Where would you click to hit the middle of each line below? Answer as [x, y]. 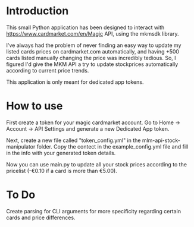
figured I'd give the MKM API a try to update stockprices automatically [92, 64]
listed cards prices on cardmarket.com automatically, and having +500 [93, 51]
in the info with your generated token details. [61, 153]
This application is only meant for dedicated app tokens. [75, 82]
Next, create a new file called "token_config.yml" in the [73, 140]
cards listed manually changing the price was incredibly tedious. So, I [91, 58]
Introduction [37, 11]
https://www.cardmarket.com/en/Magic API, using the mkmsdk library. [93, 33]
